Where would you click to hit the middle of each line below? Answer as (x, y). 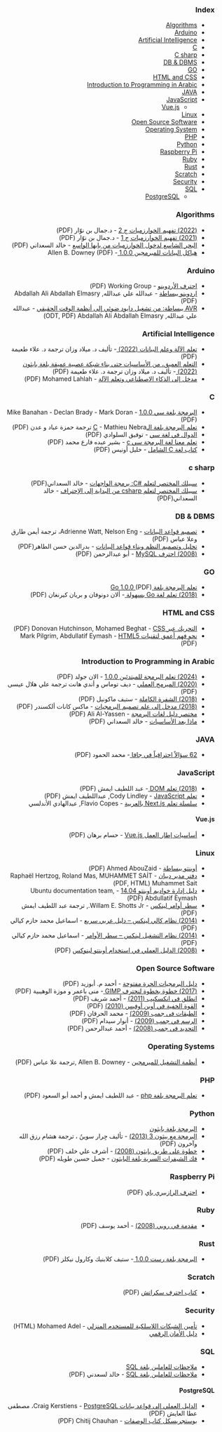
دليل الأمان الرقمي (173, 1333)
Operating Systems (181, 1047)
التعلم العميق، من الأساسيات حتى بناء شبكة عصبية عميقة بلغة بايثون (110, 364)
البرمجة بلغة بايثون (173, 1129)
